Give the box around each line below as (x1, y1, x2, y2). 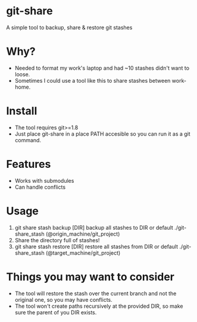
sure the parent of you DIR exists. (14, 308, 97, 316)
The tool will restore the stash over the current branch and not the (14, 290, 177, 297)
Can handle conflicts (14, 183, 66, 190)
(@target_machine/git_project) (45, 249, 121, 257)
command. (14, 136, 42, 143)
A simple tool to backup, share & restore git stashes (6, 24, 133, 31)
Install (6, 104, 37, 118)
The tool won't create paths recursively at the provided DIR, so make (14, 302, 183, 310)
